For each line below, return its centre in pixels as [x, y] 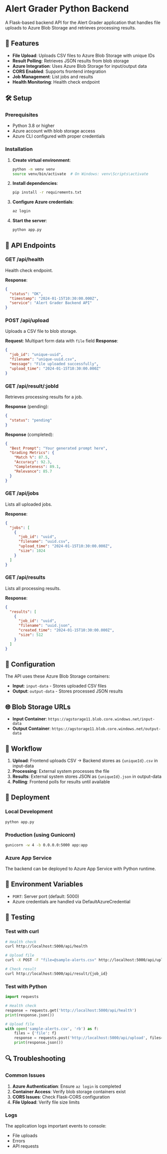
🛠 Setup [19, 98]
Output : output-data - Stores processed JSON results [68, 691]
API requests [25, 1146]
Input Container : [30, 719]
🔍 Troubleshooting [35, 1059]
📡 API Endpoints [31, 245]
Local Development [29, 812]
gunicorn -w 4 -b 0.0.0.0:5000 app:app [46, 845]
